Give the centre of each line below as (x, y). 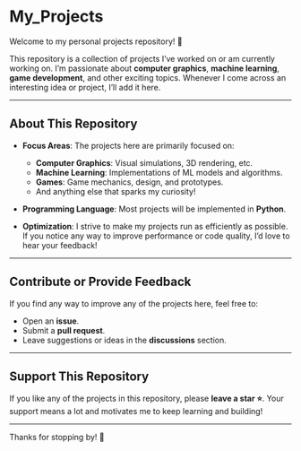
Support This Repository (79, 376)
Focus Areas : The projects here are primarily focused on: (128, 145)
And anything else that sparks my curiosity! (116, 191)
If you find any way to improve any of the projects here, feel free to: (133, 303)
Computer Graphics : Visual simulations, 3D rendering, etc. (144, 162)
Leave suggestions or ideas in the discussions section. (124, 340)
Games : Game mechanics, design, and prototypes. (129, 182)
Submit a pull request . (64, 330)
